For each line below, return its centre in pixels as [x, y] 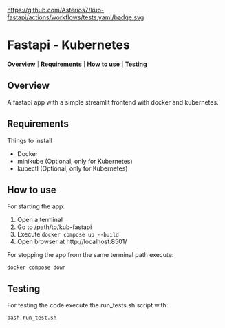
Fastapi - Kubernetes [69, 45]
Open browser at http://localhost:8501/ [72, 242]
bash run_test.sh [32, 318]
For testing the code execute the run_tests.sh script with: [88, 305]
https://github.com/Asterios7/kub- [56, 10]
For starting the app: [36, 206]
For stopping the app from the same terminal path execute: [90, 255]
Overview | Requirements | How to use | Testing [77, 64]
